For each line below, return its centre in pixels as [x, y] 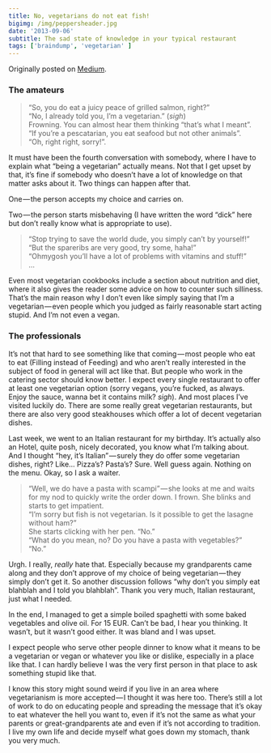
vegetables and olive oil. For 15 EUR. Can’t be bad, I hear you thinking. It [128, 623]
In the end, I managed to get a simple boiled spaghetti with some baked [127, 614]
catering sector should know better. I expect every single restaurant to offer [134, 379]
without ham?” [52, 522]
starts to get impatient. [66, 505]
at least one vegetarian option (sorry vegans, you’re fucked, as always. [127, 388]
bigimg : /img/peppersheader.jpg [63, 23]
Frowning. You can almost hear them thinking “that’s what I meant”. [140, 125]
